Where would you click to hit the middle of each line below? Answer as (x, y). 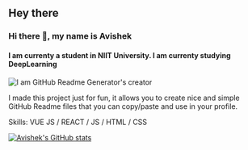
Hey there (34, 13)
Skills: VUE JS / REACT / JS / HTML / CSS (78, 122)
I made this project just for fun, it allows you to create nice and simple (124, 98)
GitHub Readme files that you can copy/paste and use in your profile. (123, 106)
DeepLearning (33, 64)
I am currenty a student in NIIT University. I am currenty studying (120, 55)
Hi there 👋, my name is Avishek (70, 36)
